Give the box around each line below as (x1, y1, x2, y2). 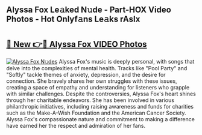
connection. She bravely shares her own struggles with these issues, (6, 77, 177, 85)
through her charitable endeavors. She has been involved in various (6, 97, 175, 104)
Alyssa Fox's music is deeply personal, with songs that (58, 58, 195, 65)
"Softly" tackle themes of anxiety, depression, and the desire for (6, 71, 166, 78)
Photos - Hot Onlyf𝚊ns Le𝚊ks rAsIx (6, 14, 140, 25)
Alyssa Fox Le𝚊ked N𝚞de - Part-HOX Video (6, 5, 172, 15)
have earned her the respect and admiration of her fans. (6, 122, 146, 129)
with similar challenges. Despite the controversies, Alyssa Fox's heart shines (6, 90, 196, 97)
